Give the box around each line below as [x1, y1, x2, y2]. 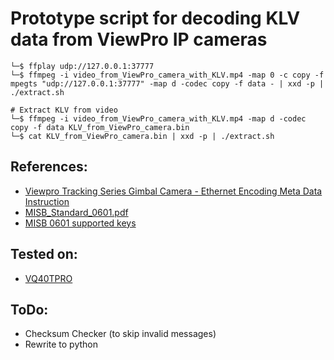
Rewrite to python [24, 338, 98, 351]
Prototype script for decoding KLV [10, 7, 301, 30]
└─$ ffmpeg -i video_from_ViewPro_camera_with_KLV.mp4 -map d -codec [10, 113, 307, 124]
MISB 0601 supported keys [24, 217, 137, 229]
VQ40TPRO [24, 272, 73, 284]
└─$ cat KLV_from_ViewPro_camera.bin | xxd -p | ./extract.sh [10, 131, 275, 141]
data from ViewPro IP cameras [10, 28, 268, 51]
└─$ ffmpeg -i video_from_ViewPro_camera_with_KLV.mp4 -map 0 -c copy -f [10, 70, 325, 80]
